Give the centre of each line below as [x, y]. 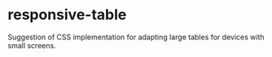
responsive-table [67, 15]
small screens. [32, 45]
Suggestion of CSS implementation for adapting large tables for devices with [136, 37]
